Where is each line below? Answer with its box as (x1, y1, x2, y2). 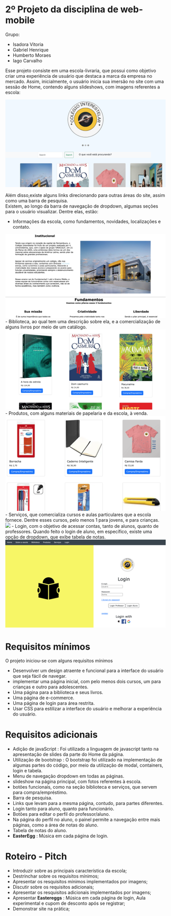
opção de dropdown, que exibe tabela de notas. (5, 533, 106, 540)
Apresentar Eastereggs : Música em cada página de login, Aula (12, 895, 146, 901)
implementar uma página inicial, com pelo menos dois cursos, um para (12, 679, 161, 685)
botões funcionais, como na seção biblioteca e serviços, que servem (12, 784, 157, 790)
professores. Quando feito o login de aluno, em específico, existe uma (5, 528, 153, 534)
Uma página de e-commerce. (12, 695, 75, 701)
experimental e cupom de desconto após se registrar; (12, 900, 126, 906)
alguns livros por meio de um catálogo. (5, 324, 87, 330)
